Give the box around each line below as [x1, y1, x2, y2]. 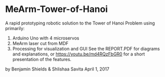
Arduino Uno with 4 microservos [12, 35, 79, 41]
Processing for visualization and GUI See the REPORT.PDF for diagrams [12, 45, 160, 51]
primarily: [5, 25, 25, 31]
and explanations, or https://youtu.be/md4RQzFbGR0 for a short [12, 51, 145, 57]
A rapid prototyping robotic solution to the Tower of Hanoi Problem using [5, 20, 155, 26]
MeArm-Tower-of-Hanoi [5, 3, 108, 15]
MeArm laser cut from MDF [12, 40, 69, 46]
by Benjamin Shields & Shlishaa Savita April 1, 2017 [5, 66, 109, 72]
